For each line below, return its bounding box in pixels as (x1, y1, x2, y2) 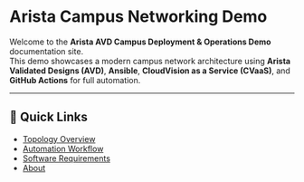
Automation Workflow (22, 143, 104, 154)
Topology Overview (22, 133, 96, 144)
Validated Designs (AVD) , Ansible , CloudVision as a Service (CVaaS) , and (9, 65, 291, 76)
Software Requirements (22, 152, 111, 164)
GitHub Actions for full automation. (9, 74, 141, 85)
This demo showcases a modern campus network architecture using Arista (9, 55, 291, 66)
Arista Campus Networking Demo (9, 6, 268, 27)
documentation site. (9, 45, 84, 56)
